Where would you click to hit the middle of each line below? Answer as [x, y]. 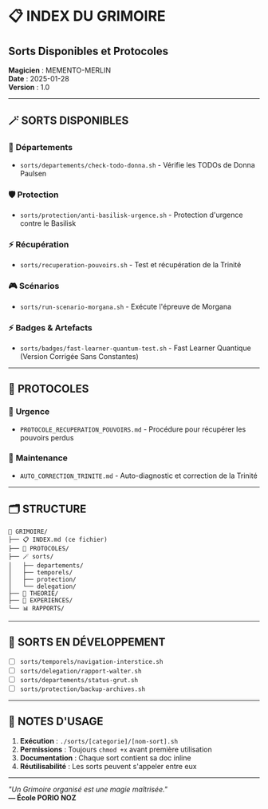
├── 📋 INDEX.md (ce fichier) [58, 539]
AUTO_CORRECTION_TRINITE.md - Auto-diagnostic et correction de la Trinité [138, 476]
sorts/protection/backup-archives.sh [83, 689]
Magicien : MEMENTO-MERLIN [60, 70]
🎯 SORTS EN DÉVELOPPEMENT [87, 643]
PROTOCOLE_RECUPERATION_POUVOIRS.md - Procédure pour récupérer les [133, 429]
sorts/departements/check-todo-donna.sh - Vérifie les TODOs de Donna [137, 164]
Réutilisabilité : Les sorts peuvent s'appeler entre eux [108, 766]
